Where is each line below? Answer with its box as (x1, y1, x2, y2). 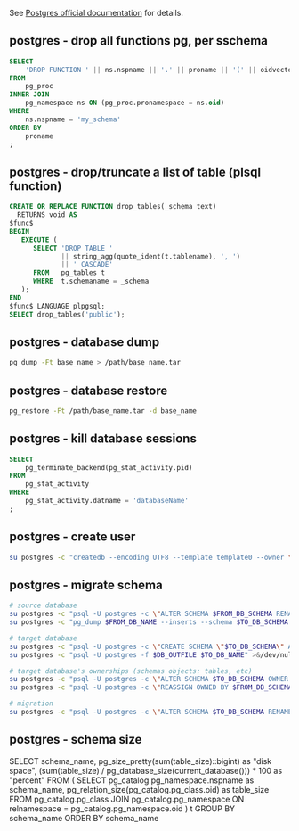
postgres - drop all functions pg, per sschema (9, 33, 269, 48)
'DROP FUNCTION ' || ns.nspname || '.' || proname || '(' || (25, 65, 256, 74)
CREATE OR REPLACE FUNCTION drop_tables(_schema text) (9, 202, 217, 211)
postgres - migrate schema (9, 577, 163, 592)
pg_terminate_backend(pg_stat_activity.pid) (25, 463, 193, 472)
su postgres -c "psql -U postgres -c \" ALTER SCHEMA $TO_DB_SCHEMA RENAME (9, 708, 293, 717)
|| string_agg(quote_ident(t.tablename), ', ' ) (61, 251, 241, 261)
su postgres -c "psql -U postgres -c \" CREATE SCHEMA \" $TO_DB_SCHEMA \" (9, 642, 285, 651)
